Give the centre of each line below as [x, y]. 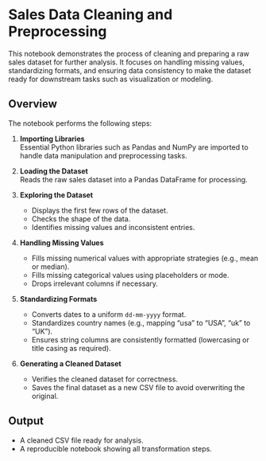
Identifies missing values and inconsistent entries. [113, 227]
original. [45, 396]
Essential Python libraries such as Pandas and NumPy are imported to [134, 147]
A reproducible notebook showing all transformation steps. [116, 448]
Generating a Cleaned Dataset [70, 363]
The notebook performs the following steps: [80, 123]
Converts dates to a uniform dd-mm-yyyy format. [109, 314]
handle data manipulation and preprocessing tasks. [104, 155]
